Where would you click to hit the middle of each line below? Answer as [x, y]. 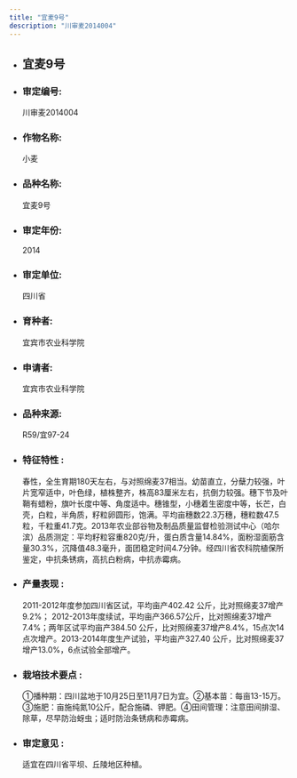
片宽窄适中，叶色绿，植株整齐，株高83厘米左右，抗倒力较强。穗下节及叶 [155, 492]
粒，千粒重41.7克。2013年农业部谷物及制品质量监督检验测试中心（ [143, 525]
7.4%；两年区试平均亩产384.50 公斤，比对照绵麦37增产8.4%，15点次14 [153, 627]
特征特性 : [43, 461]
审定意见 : [43, 743]
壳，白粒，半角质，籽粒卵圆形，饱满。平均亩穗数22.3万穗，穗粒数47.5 [150, 514]
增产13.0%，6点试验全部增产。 [78, 649]
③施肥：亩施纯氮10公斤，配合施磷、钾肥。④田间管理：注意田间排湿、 [153, 707]
